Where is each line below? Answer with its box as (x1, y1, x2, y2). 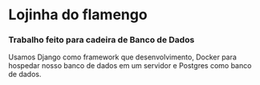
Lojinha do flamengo (8, 6, 148, 24)
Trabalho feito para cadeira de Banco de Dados (8, 34, 195, 46)
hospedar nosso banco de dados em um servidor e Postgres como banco (8, 61, 252, 71)
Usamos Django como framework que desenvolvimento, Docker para (8, 52, 237, 62)
